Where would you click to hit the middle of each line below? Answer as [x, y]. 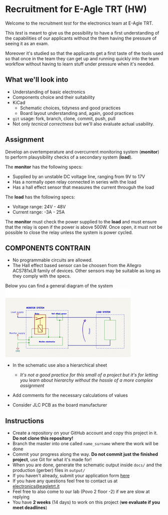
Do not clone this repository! [43, 438]
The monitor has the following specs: [44, 167]
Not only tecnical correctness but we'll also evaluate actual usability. [83, 123]
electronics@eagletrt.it [36, 486]
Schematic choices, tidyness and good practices [70, 108]
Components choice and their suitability [54, 97]
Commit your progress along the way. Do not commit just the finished [85, 454]
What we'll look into [37, 80]
